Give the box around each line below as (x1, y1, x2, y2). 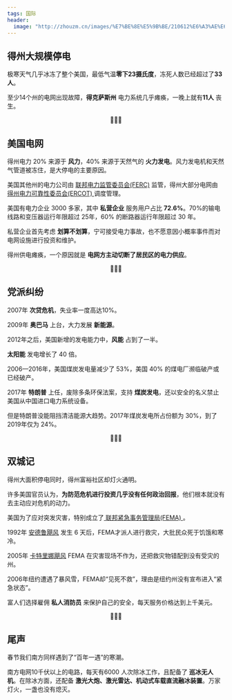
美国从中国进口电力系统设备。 (7, 396, 92, 405)
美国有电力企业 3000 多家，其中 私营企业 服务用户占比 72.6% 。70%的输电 (7, 204, 221, 212)
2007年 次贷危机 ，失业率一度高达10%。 (7, 306, 121, 314)
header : (7, 17, 30, 24)
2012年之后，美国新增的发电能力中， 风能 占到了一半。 (7, 335, 162, 343)
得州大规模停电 (7, 50, 71, 62)
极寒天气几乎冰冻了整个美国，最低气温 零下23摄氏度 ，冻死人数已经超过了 (7, 70, 215, 78)
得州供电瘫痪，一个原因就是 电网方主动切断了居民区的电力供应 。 (7, 250, 191, 259)
